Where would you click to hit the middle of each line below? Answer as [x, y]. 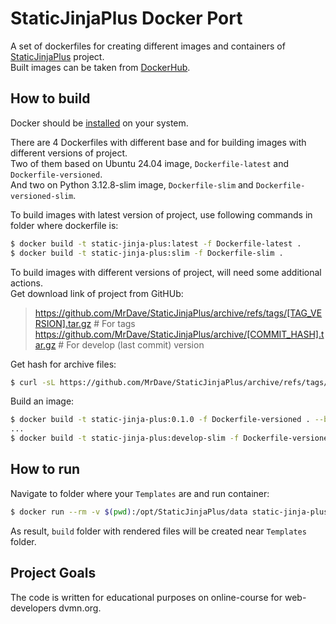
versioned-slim [42, 196]
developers [33, 608]
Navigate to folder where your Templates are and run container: [140, 493]
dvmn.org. [80, 608]
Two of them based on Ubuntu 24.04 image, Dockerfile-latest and [149, 163]
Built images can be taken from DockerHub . [100, 67]
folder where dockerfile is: [64, 225]
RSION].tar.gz [63, 323]
